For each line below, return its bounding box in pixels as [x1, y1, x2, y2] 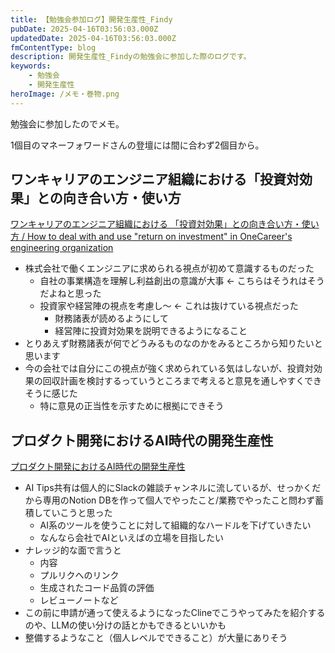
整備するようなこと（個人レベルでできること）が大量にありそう [24, 632, 288, 644]
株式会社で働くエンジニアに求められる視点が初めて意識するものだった [24, 262, 315, 275]
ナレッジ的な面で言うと [24, 544, 122, 556]
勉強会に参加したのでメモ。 [10, 117, 125, 130]
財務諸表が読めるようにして [54, 312, 169, 325]
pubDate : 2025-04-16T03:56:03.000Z [10, 24, 159, 34]
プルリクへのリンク [39, 569, 120, 581]
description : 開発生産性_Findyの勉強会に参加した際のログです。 [10, 52, 252, 62]
